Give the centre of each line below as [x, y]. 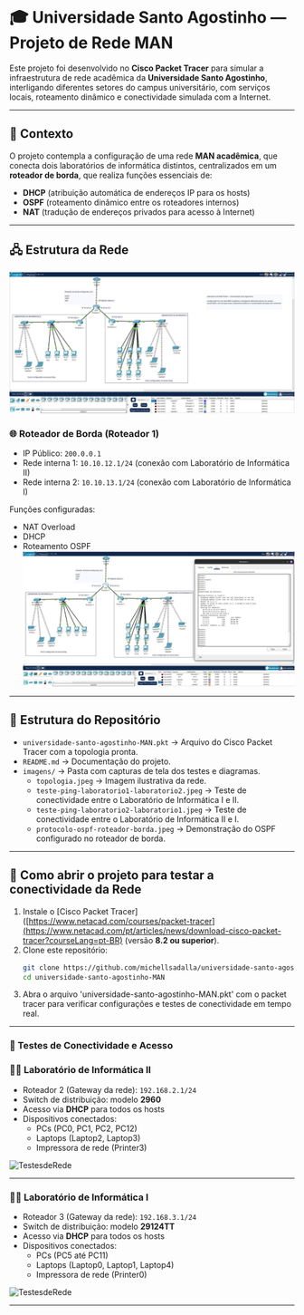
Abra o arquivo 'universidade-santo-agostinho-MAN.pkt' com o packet [154, 994]
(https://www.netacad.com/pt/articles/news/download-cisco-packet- [152, 931]
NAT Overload [49, 527]
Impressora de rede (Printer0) [91, 1274]
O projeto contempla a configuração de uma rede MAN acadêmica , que [143, 156]
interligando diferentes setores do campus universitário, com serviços [140, 87]
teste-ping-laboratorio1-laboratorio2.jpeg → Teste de [141, 790]
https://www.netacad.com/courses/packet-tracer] [122, 921]
